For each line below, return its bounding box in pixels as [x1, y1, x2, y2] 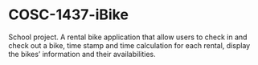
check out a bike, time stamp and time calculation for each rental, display [8, 40, 251, 50]
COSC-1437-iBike [8, 6, 129, 24]
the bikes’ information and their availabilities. [8, 49, 156, 59]
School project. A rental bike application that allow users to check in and [8, 32, 248, 42]
